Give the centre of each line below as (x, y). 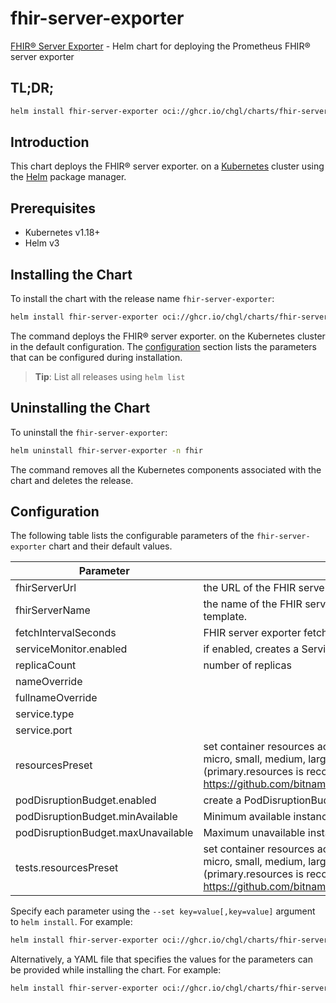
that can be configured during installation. (96, 357)
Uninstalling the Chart (80, 408)
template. (225, 617)
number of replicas (247, 665)
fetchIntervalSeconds (66, 633)
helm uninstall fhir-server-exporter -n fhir (106, 450)
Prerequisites (53, 208)
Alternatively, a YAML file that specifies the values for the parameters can (161, 959)
